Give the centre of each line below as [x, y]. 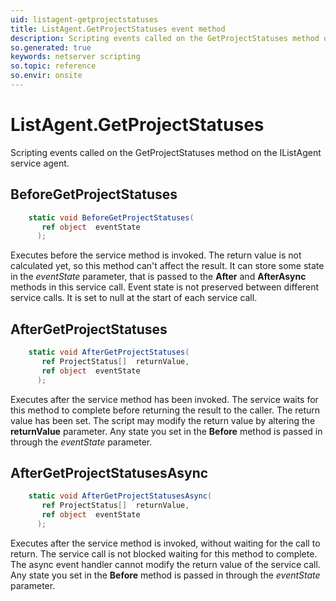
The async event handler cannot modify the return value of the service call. [165, 564]
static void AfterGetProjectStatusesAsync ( [120, 496]
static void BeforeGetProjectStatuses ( [111, 217]
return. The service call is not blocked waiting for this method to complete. [164, 553]
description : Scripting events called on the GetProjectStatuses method [165, 38]
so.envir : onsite [46, 76]
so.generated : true [51, 47]
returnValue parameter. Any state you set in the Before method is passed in [166, 431]
